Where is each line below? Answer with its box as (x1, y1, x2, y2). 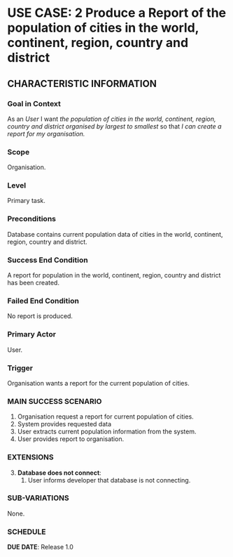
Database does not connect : (17, 468, 101, 477)
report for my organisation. (7, 129, 85, 138)
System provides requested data (17, 420, 112, 428)
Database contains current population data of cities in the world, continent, (7, 230, 223, 238)
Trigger (7, 363, 34, 373)
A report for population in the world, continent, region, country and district (7, 271, 221, 280)
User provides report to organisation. (17, 435, 125, 443)
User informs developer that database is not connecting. (27, 476, 191, 484)
